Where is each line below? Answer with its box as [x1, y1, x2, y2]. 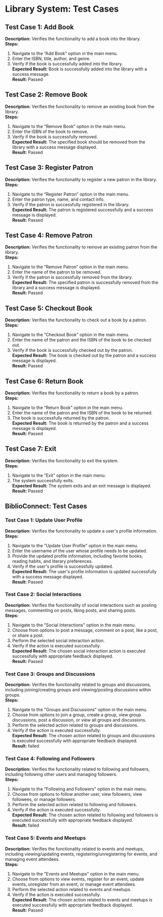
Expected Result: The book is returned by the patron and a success [12, 420, 149, 426]
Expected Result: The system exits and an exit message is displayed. [12, 483, 152, 489]
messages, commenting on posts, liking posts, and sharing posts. [5, 607, 136, 613]
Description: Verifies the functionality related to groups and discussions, [5, 682, 151, 687]
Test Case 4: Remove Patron [5, 231, 93, 240]
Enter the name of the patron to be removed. [12, 269, 102, 275]
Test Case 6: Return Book [5, 377, 84, 385]
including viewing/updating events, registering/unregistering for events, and [5, 851, 157, 857]
